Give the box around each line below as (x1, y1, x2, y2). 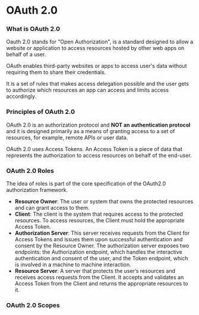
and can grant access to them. (14, 204, 90, 212)
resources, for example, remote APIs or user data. (6, 134, 128, 141)
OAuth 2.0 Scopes (6, 301, 61, 309)
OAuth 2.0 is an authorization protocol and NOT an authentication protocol (6, 121, 191, 128)
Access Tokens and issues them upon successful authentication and (14, 236, 183, 243)
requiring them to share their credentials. (6, 69, 106, 76)
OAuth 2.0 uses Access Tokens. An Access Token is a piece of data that (6, 145, 183, 152)
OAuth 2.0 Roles (6, 166, 55, 175)
